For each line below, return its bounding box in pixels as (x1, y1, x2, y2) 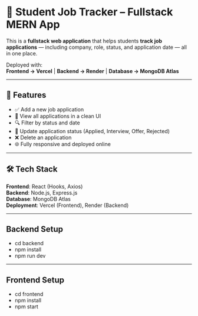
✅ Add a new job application (14, 106, 84, 113)
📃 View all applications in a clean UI (14, 112, 101, 120)
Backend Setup (6, 224, 64, 234)
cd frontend (14, 291, 44, 298)
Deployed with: (6, 61, 43, 68)
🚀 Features (6, 90, 47, 100)
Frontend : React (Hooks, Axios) (6, 183, 83, 190)
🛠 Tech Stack (6, 164, 58, 175)
